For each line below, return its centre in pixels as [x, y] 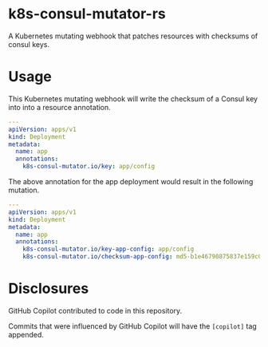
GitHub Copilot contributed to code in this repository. [95, 310]
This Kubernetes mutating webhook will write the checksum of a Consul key [133, 99]
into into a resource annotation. [60, 107]
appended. [26, 334]
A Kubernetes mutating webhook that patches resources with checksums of [133, 36]
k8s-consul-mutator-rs [87, 14]
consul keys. [29, 44]
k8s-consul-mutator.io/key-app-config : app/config [108, 249]
